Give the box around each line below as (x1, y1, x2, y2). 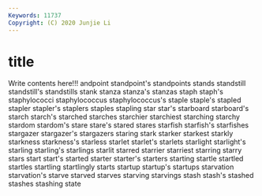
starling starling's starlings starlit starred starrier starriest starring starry (8, 146, 242, 155)
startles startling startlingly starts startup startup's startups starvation (8, 162, 234, 172)
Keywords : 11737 (8, 11, 62, 20)
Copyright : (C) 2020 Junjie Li (8, 19, 111, 27)
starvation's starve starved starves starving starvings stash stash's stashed (8, 171, 254, 180)
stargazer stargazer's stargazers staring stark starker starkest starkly (8, 129, 234, 139)
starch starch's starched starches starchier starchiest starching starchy (8, 112, 241, 122)
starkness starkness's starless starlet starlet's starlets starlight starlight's (8, 137, 246, 146)
